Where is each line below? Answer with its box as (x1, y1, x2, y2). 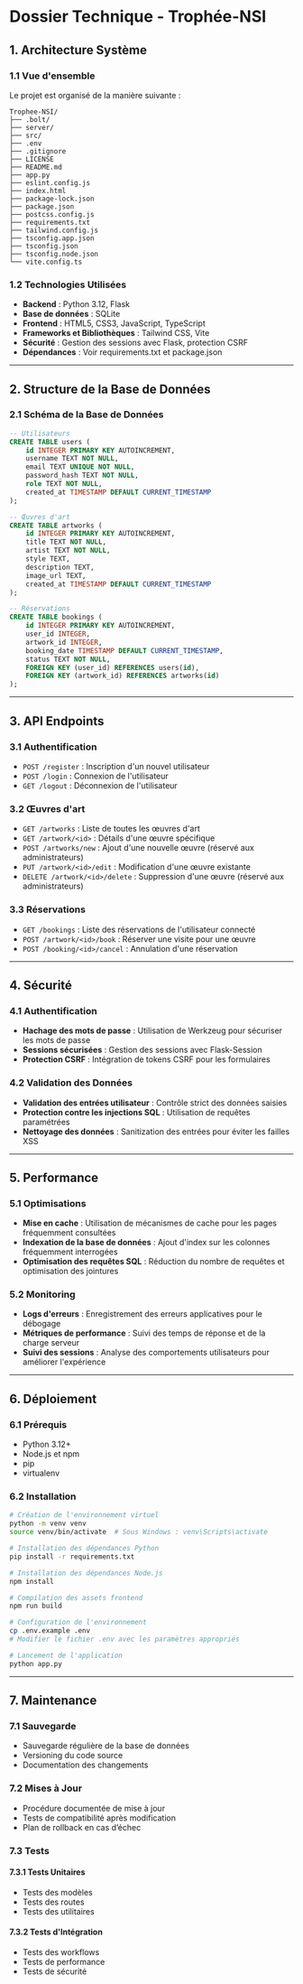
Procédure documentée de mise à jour (22, 1802, 165, 1813)
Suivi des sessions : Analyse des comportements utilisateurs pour (22, 1347, 271, 1358)
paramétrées (22, 1116, 70, 1127)
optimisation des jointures (22, 1266, 119, 1277)
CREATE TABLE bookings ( (9, 612, 103, 622)
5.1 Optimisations (9, 1197, 87, 1209)
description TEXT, (25, 563, 95, 572)
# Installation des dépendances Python (9, 1544, 160, 1553)
